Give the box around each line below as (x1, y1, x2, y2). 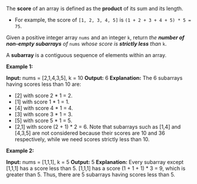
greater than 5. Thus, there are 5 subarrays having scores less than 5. (6, 171, 176, 178)
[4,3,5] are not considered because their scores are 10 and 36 (14, 129, 165, 136)
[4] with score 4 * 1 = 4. (14, 105, 73, 111)
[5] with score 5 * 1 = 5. (14, 117, 73, 124)
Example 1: (6, 63, 34, 70)
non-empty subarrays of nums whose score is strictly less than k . (6, 41, 167, 47)
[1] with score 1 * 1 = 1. (14, 98, 70, 105)
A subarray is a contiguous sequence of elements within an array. (6, 52, 167, 58)
